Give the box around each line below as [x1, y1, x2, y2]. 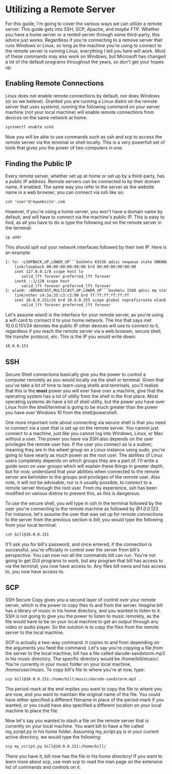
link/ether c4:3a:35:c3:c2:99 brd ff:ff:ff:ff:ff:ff [14, 293, 130, 298]
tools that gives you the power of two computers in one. [5, 145, 123, 151]
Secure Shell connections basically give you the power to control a [5, 371, 146, 378]
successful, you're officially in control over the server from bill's [5, 546, 140, 552]
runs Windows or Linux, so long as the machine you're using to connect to [5, 42, 162, 48]
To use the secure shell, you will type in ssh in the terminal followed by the [5, 500, 162, 506]
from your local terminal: [5, 522, 57, 528]
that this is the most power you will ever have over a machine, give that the [5, 387, 164, 393]
